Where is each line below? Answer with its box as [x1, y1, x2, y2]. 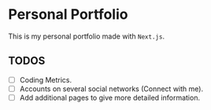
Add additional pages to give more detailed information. [19, 93, 201, 102]
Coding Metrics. [19, 75, 72, 84]
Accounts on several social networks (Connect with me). [19, 84, 203, 93]
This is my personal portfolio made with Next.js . [8, 31, 165, 41]
